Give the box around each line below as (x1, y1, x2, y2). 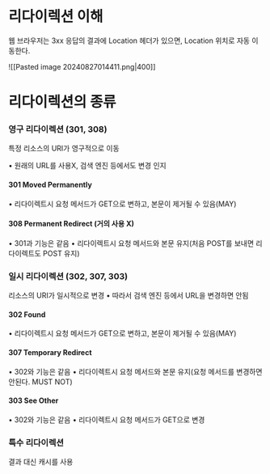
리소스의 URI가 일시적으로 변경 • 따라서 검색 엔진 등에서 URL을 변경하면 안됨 (8, 290, 249, 300)
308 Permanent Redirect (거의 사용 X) (8, 219, 135, 229)
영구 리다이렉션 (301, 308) (8, 124, 108, 135)
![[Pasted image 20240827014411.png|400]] (8, 61, 156, 71)
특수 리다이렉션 (8, 437, 65, 448)
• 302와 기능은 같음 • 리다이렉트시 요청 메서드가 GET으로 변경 (8, 414, 205, 425)
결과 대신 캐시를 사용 (8, 457, 74, 467)
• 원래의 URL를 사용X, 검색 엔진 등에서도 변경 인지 (8, 161, 167, 171)
